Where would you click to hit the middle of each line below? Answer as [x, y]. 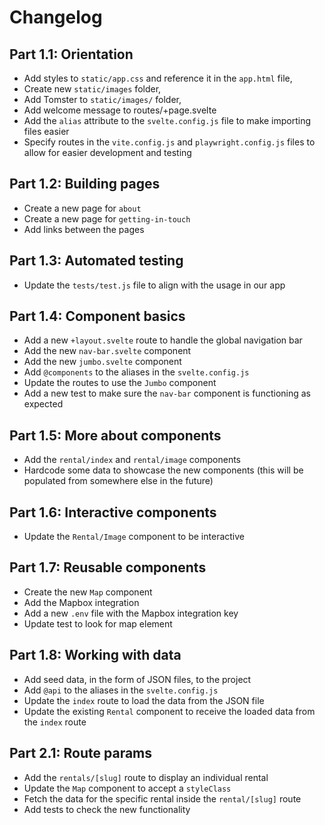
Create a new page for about [82, 208]
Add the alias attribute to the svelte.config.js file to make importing [167, 120]
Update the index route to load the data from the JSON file [144, 700]
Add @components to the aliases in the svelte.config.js [136, 372]
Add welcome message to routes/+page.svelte [120, 110]
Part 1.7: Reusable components [108, 567]
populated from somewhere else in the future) [118, 481]
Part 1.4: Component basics [97, 316]
